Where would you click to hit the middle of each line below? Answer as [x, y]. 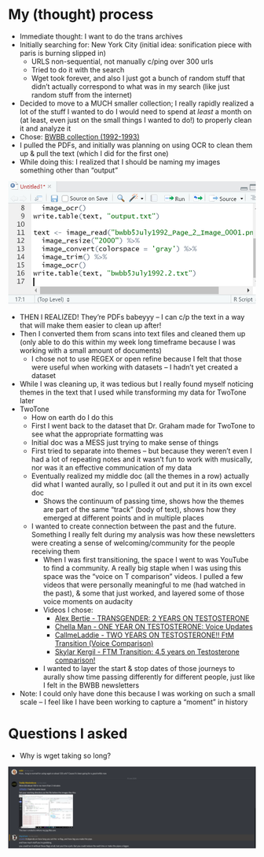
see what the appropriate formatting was [97, 434]
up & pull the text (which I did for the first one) [94, 153]
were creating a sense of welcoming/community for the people [133, 543]
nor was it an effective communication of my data [112, 467]
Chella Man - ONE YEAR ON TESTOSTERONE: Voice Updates [154, 626]
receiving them [55, 551]
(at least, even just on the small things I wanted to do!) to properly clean [136, 120]
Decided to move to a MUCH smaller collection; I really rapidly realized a [137, 103]
